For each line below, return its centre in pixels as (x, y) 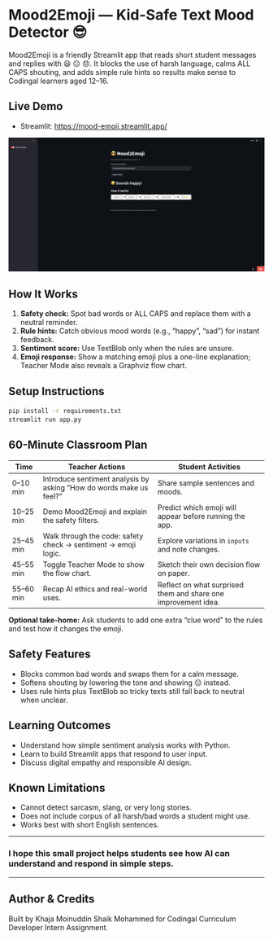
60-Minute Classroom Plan (78, 445)
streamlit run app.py (45, 420)
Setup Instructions (56, 391)
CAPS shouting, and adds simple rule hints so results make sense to (122, 72)
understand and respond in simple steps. (91, 863)
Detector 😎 (48, 32)
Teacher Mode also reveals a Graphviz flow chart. (103, 366)
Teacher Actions (97, 467)
